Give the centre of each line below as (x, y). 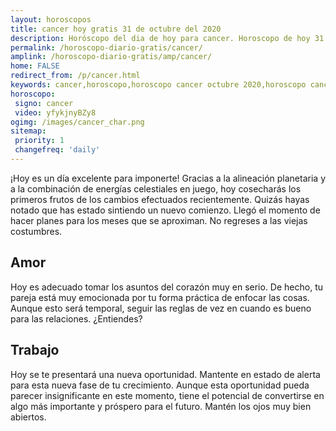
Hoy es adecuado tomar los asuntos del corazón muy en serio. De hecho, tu (167, 287)
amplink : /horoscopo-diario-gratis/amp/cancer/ (111, 57)
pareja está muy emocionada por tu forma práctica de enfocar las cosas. (160, 297)
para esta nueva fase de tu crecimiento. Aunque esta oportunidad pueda (160, 385)
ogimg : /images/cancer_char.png (77, 122)
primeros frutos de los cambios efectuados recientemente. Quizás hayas (160, 199)
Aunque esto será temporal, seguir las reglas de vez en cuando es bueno (161, 308)
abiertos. (28, 417)
